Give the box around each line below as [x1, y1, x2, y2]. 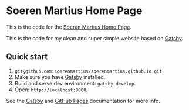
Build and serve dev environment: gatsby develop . [14, 80, 136, 87]
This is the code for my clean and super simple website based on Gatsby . [6, 35, 184, 42]
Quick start [6, 51, 48, 62]
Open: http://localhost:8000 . [14, 86, 88, 93]
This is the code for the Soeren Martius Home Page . [6, 23, 132, 30]
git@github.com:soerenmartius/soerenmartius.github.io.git [14, 68, 163, 74]
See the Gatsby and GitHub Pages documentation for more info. [6, 97, 160, 104]
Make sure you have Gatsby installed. [14, 73, 106, 80]
